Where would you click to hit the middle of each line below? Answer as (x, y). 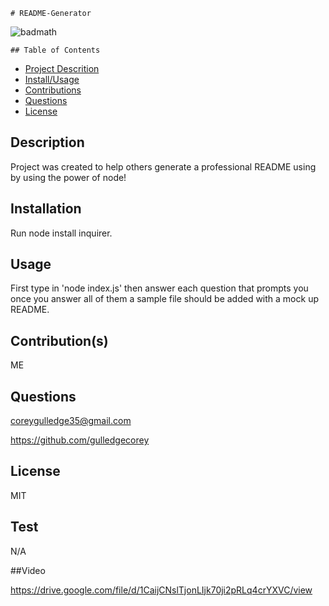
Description (47, 142)
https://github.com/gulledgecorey (80, 440)
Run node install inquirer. (61, 233)
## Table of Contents (55, 50)
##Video (28, 570)
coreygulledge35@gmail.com (71, 421)
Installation (46, 209)
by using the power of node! (68, 177)
